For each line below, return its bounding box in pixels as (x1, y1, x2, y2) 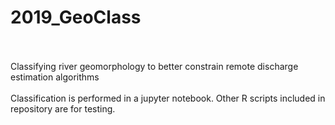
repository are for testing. (10, 102, 116, 115)
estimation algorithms (10, 71, 100, 83)
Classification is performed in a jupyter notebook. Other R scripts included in (10, 92, 326, 104)
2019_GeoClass (10, 6, 142, 29)
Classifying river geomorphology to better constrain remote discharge (10, 60, 299, 72)
